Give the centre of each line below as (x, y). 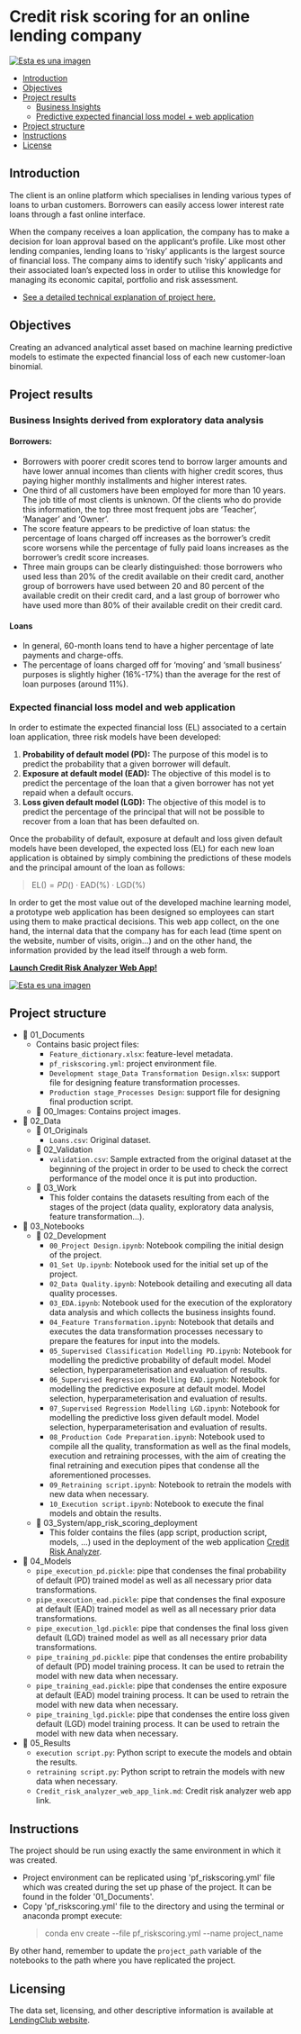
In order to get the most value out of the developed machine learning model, (150, 902)
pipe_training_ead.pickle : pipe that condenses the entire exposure (161, 1685)
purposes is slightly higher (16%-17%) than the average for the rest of (151, 675)
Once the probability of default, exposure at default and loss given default (146, 839)
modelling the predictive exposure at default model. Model (157, 1389)
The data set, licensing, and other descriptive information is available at (142, 2011)
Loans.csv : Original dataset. (100, 1140)
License (37, 145)
